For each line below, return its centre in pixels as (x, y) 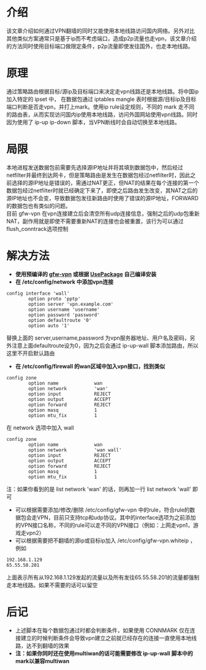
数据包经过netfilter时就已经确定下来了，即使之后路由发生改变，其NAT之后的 (102, 190)
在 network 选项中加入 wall (40, 427)
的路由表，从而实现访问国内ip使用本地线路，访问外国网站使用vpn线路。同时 (102, 114)
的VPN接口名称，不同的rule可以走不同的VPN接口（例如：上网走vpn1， (104, 525)
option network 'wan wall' (75, 450)
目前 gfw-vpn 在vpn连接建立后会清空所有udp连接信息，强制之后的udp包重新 (103, 213)
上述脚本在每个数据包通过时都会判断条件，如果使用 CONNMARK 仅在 (102, 630)
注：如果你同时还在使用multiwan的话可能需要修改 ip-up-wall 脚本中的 (104, 653)
